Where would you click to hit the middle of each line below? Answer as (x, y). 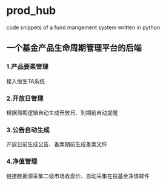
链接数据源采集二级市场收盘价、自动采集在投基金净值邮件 (78, 176)
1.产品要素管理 (27, 67)
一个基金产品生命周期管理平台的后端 (74, 48)
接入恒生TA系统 (26, 81)
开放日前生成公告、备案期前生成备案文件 (57, 144)
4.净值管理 (22, 161)
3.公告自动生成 (28, 130)
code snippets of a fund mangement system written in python (83, 27)
